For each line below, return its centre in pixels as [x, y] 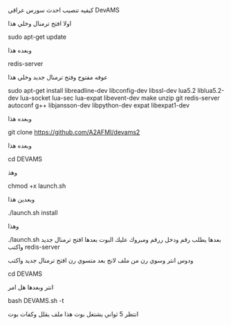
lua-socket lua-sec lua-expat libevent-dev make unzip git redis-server [120, 98]
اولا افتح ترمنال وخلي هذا [40, 23]
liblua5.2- [211, 90]
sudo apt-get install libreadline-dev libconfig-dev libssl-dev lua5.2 [102, 90]
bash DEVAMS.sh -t [36, 300]
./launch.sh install [33, 213]
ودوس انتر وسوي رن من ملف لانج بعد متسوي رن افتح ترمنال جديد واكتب [101, 260]
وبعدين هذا [21, 199]
